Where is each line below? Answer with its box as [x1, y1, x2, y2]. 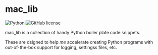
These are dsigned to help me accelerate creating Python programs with [5, 39, 153, 45]
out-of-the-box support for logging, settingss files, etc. [5, 44, 117, 50]
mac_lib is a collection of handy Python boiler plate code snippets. [5, 29, 141, 35]
